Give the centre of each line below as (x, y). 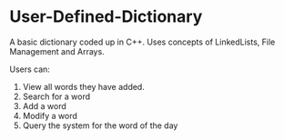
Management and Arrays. (57, 51)
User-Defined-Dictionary (106, 17)
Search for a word (56, 96)
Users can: (30, 69)
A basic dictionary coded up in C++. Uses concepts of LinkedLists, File (142, 42)
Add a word (44, 105)
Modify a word (50, 115)
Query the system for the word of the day (100, 125)
